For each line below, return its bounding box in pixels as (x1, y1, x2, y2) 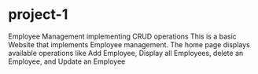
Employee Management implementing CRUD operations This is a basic (8, 31, 238, 41)
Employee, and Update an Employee (8, 57, 126, 66)
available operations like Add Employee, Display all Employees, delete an (8, 48, 244, 57)
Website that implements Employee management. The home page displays (8, 39, 250, 49)
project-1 (8, 6, 68, 24)
